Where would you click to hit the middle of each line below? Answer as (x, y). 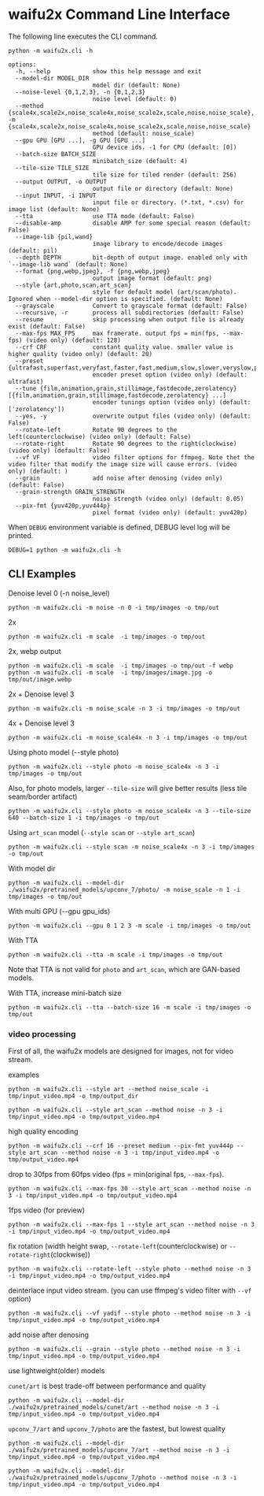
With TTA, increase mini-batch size (65, 993)
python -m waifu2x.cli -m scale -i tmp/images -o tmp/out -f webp (121, 666)
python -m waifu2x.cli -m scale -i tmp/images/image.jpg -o (110, 672)
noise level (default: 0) (135, 99)
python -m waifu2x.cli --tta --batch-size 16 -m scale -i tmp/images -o (130, 1007)
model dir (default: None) (136, 85)
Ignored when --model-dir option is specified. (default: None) (115, 299)
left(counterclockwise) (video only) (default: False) (100, 436)
